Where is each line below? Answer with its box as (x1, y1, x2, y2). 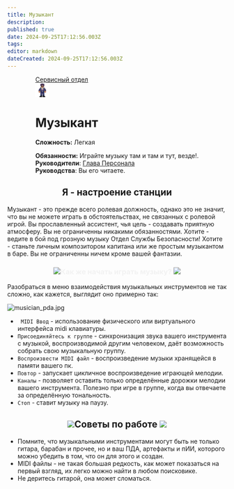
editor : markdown (7, 48, 58, 55)
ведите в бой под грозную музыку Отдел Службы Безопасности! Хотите (7, 234, 223, 243)
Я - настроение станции (61, 187, 173, 199)
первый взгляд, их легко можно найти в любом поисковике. (17, 467, 197, 475)
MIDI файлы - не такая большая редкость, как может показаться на (17, 459, 219, 467)
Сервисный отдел (35, 75, 88, 84)
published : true (7, 26, 54, 33)
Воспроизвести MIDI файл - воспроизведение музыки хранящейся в (17, 354, 217, 362)
